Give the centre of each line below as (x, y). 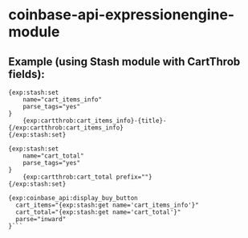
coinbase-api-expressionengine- (122, 15)
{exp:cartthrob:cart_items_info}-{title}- (95, 121)
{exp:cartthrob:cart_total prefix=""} (87, 177)
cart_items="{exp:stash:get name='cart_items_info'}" (107, 205)
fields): (27, 74)
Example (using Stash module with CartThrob (124, 62)
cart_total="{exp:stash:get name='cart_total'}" (98, 212)
